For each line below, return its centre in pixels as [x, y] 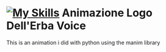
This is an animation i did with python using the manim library [83, 42]
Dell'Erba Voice [46, 26]
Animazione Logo [107, 13]
